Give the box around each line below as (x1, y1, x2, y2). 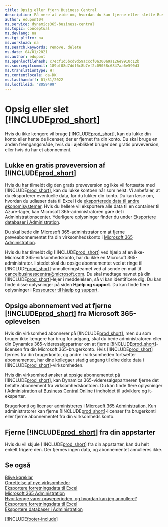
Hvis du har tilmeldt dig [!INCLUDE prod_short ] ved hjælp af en (5, 249, 133, 255)
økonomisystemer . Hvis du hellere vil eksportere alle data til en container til (5, 203, 160, 209)
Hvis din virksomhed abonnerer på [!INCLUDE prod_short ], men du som (5, 330, 151, 336)
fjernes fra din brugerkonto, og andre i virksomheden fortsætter (5, 352, 136, 358)
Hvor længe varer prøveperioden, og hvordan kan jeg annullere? (5, 495, 137, 501)
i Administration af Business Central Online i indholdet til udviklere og (5, 388, 147, 394)
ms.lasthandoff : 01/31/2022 (5, 77, 64, 82)
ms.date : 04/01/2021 (5, 49, 48, 54)
